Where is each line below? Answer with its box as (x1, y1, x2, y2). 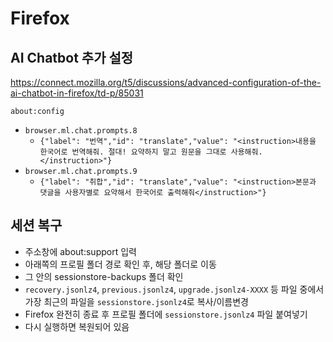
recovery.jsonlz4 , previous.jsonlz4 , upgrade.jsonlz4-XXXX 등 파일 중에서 (24, 283, 325, 295)
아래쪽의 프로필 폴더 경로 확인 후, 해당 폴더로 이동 (24, 258, 217, 270)
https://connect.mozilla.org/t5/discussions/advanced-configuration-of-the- (10, 77, 322, 88)
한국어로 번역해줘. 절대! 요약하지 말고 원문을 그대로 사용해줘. (39, 147, 263, 157)
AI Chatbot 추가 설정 (10, 49, 134, 66)
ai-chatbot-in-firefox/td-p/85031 (10, 87, 144, 99)
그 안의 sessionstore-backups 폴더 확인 (24, 270, 184, 282)
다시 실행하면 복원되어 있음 (24, 320, 130, 332)
